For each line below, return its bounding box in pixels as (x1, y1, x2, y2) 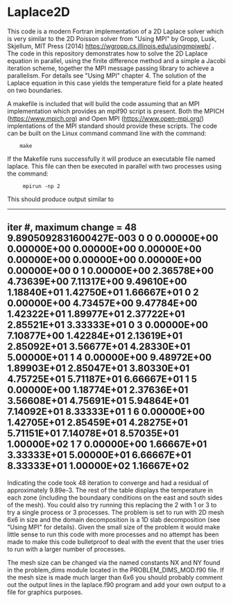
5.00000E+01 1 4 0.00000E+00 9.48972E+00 (7, 352, 212, 364)
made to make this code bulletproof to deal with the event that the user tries (7, 537, 224, 545)
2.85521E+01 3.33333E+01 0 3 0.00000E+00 (7, 319, 209, 331)
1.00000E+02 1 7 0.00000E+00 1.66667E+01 (7, 439, 207, 450)
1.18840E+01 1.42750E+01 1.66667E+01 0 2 (7, 287, 199, 298)
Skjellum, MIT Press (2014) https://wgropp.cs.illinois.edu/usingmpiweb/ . (7, 42, 215, 50)
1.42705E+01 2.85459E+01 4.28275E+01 (7, 417, 189, 429)
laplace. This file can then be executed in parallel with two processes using (7, 162, 222, 170)
